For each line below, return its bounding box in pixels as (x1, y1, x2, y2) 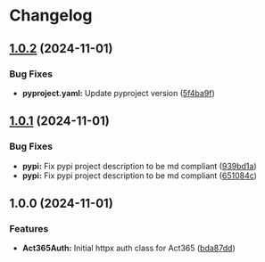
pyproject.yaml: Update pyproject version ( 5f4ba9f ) (21, 87, 216, 98)
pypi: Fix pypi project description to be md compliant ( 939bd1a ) (21, 160, 257, 171)
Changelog (9, 5, 93, 26)
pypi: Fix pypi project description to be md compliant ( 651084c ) (21, 170, 257, 181)
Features (9, 222, 49, 234)
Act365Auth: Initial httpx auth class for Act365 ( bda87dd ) (21, 242, 236, 254)
